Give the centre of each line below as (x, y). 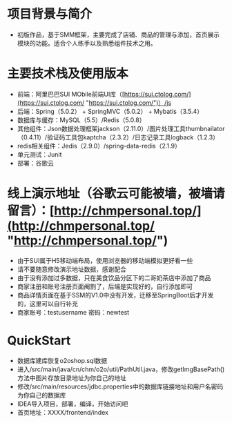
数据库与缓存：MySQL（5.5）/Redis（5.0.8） (81, 120)
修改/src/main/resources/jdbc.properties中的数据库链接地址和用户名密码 (120, 386)
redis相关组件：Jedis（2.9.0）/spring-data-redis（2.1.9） (99, 146)
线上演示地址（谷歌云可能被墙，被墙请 (116, 194)
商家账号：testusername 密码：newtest (73, 312)
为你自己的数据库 (41, 395)
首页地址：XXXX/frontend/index (63, 412)
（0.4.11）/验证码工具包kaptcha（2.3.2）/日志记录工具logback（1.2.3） (118, 137)
